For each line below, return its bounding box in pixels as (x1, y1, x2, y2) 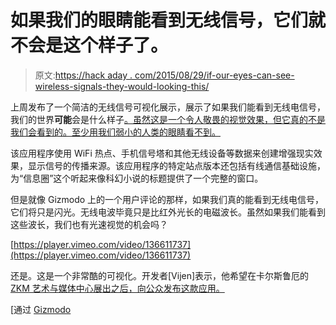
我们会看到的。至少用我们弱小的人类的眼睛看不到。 (10, 126, 221, 138)
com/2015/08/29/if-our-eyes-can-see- (134, 69, 295, 81)
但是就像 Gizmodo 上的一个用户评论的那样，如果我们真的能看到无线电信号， (10, 193, 325, 205)
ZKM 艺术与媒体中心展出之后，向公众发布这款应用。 (10, 282, 225, 294)
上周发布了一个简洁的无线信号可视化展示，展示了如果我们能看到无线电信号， (10, 101, 326, 113)
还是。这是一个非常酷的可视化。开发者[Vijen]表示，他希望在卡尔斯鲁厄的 (10, 269, 310, 281)
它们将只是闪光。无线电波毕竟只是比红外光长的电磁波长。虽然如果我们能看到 (10, 206, 326, 218)
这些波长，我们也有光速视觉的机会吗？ (10, 218, 168, 230)
